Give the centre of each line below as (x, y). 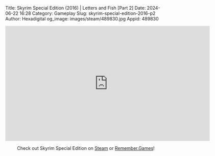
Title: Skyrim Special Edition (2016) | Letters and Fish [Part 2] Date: (76, 8)
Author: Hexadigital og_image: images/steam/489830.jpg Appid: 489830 (82, 19)
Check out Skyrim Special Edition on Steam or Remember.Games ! (86, 148)
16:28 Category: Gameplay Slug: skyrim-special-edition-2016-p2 (88, 13)
